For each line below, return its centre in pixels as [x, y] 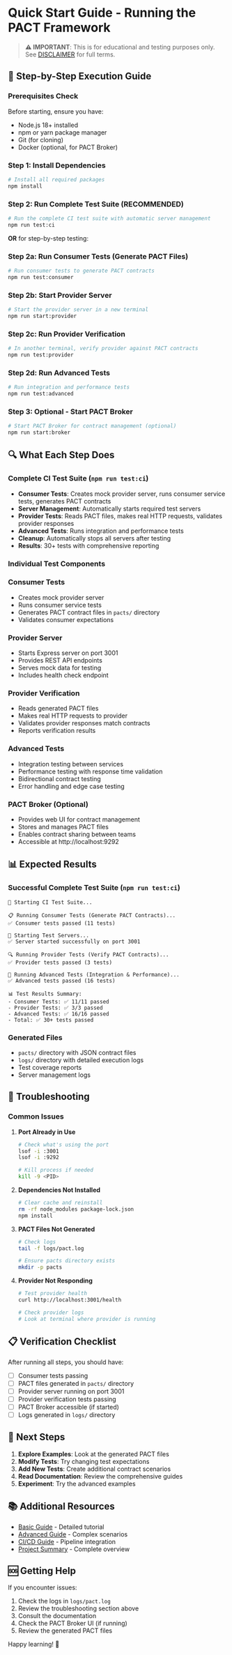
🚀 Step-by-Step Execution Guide [80, 76]
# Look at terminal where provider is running [87, 1319]
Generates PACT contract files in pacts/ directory [89, 612]
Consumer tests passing [53, 1375]
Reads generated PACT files [58, 709]
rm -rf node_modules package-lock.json [76, 1209]
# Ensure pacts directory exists [67, 1261]
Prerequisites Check [43, 96]
